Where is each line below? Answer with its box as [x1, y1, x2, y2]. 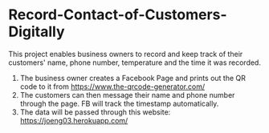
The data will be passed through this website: [19, 107, 171, 117]
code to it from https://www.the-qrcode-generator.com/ [19, 82, 206, 91]
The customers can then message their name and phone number [19, 90, 235, 99]
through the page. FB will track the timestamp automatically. [19, 99, 219, 108]
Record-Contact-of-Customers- [8, 6, 227, 24]
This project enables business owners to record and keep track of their [8, 49, 243, 58]
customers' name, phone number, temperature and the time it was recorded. [8, 58, 261, 67]
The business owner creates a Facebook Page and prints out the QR [19, 73, 247, 83]
